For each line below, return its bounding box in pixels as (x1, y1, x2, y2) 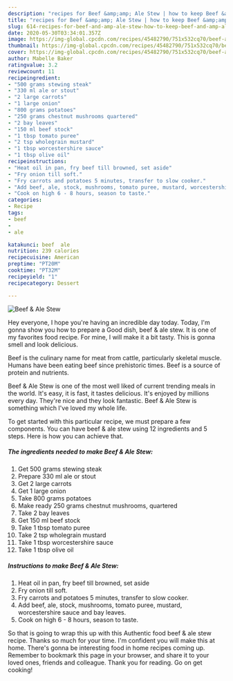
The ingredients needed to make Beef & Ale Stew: (8, 447, 153, 456)
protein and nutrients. (8, 368, 70, 377)
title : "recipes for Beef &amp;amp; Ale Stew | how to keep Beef (8, 17, 200, 24)
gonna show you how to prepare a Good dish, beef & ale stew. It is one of (8, 326, 216, 334)
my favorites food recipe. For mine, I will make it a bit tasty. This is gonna (8, 333, 216, 341)
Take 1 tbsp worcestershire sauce (17, 539, 113, 547)
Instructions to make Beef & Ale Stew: (8, 561, 120, 570)
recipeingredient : (8, 74, 61, 82)
